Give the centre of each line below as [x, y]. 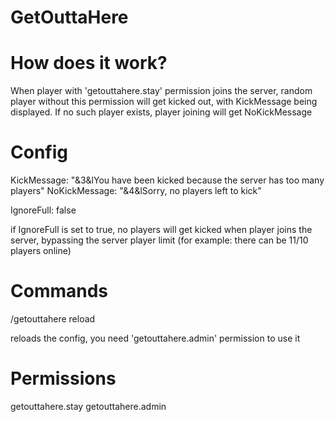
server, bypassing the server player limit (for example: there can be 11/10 [159, 240]
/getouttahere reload [53, 319]
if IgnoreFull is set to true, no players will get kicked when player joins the [161, 230]
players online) [41, 251]
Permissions [63, 378]
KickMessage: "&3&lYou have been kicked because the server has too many [167, 180]
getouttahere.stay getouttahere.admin [88, 406]
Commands [59, 291]
